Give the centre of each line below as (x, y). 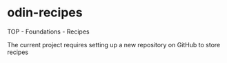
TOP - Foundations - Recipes (48, 32)
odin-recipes (45, 13)
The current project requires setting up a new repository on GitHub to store (114, 45)
